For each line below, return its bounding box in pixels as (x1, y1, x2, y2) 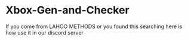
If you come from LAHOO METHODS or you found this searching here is (5, 23, 183, 30)
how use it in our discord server (5, 29, 84, 36)
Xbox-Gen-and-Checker (5, 4, 130, 17)
